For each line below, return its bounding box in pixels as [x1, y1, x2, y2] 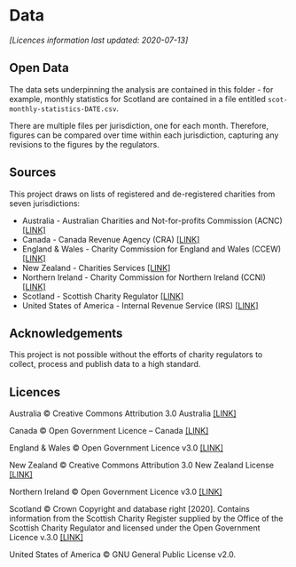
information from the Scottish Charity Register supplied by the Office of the [9, 513, 284, 524]
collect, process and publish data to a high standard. [9, 359, 201, 370]
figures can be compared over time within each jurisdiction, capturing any [9, 130, 279, 140]
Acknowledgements [9, 325, 123, 340]
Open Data [9, 60, 69, 76]
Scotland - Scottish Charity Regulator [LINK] [21, 291, 184, 301]
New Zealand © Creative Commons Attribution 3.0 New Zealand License [9, 459, 275, 471]
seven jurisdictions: [9, 197, 81, 209]
